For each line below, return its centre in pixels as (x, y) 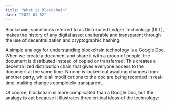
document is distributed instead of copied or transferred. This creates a (80, 61)
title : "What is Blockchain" (36, 10)
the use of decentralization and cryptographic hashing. (63, 40)
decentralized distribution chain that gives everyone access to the (75, 66)
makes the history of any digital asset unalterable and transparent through (83, 35)
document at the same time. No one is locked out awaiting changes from (82, 71)
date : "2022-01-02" (26, 15)
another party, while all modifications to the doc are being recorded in (79, 77)
